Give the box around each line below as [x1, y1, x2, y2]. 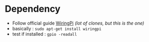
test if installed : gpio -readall [12, 31, 77, 37]
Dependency [5, 3, 61, 15]
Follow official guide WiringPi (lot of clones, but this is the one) [12, 20, 144, 26]
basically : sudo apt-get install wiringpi [12, 25, 102, 31]
